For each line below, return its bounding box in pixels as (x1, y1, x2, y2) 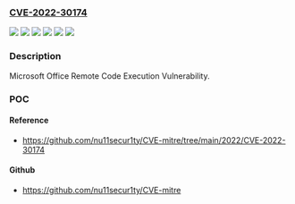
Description (9, 50, 62, 63)
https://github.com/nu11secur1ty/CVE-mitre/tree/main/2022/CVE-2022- (21, 134, 286, 145)
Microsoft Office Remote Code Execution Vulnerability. (9, 70, 210, 81)
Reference (9, 115, 49, 126)
